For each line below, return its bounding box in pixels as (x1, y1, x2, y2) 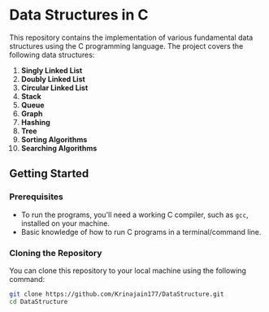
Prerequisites (9, 191, 63, 202)
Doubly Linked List (20, 74, 86, 84)
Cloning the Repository (9, 247, 102, 258)
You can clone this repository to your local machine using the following (9, 266, 247, 275)
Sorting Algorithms (20, 134, 88, 144)
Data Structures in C (9, 6, 149, 24)
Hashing (20, 117, 51, 127)
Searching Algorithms (20, 143, 98, 153)
